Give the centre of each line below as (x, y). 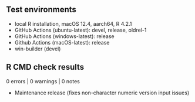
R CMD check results (45, 67)
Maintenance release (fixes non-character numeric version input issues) (102, 93)
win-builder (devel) (38, 49)
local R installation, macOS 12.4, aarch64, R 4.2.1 (73, 23)
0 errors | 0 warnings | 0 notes (43, 81)
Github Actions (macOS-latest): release (62, 42)
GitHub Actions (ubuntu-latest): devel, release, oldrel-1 (80, 30)
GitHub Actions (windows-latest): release (64, 36)
